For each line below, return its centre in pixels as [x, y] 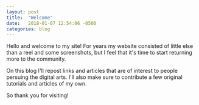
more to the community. [36, 59]
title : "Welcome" [30, 18]
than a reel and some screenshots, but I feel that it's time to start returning [100, 53]
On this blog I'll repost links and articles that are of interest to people [92, 71]
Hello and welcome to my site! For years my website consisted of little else [100, 46]
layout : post [23, 12]
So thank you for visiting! [37, 95]
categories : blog [28, 29]
